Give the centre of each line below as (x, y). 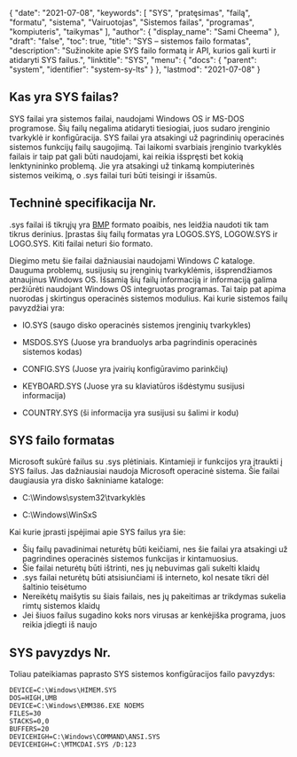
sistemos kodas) (52, 351)
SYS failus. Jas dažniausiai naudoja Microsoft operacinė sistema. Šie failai (145, 471)
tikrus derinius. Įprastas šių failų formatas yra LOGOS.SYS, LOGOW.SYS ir (144, 233)
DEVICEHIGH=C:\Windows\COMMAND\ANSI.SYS (85, 737)
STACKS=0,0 (29, 722)
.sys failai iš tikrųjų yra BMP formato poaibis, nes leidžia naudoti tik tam (139, 225)
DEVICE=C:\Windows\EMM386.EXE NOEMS (77, 706)
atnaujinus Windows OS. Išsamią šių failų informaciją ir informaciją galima (143, 280)
